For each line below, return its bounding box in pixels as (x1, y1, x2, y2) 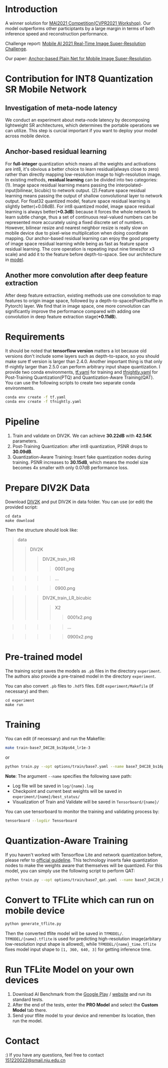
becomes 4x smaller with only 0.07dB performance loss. (12, 465, 129, 471)
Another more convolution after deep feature (5, 271, 148, 280)
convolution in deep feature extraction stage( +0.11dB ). (5, 313, 117, 319)
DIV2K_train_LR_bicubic (42, 595, 91, 601)
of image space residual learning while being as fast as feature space (5, 241, 148, 247)
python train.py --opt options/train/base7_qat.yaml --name (5, 877, 133, 883)
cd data (5, 514, 21, 519)
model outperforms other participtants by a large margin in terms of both (5, 25, 155, 31)
